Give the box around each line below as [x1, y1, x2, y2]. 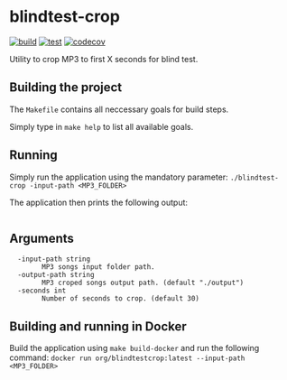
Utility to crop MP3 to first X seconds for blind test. [9, 53, 199, 64]
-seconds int [17, 286, 67, 295]
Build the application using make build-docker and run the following [9, 343, 260, 354]
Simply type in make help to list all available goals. [9, 121, 194, 132]
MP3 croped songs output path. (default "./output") [42, 278, 245, 288]
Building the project [9, 79, 123, 96]
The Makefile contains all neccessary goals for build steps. [9, 104, 229, 115]
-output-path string [17, 271, 95, 280]
